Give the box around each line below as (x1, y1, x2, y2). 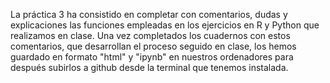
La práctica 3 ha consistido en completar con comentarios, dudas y (10, 9, 288, 20)
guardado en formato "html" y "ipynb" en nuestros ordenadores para (10, 51, 294, 63)
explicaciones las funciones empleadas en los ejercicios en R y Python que (10, 19, 320, 31)
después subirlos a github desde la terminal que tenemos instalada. (10, 62, 289, 73)
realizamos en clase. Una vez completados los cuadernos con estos (10, 30, 291, 41)
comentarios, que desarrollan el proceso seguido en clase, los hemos (10, 40, 297, 52)
